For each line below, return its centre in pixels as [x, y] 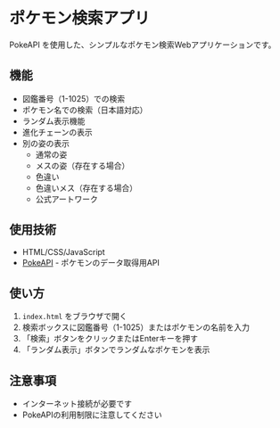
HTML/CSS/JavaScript [63, 251]
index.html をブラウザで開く [74, 317]
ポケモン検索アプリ [80, 18]
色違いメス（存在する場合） [86, 187]
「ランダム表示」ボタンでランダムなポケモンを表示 [116, 350]
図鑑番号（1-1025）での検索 [74, 98]
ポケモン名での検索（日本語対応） [85, 110]
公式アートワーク [66, 199]
